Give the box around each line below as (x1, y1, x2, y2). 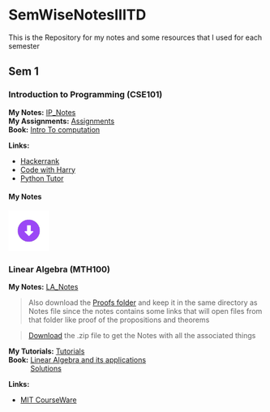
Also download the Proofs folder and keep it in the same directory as (28, 298, 258, 307)
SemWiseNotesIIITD (8, 6, 147, 24)
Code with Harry (19, 165, 75, 174)
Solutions (30, 363, 62, 374)
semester (8, 41, 41, 50)
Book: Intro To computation (8, 124, 101, 135)
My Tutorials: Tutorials (8, 346, 85, 356)
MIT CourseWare (19, 395, 77, 405)
